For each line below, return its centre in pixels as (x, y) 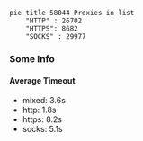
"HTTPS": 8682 (52, 29)
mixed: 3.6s (44, 101)
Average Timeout (42, 80)
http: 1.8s (39, 110)
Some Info (32, 58)
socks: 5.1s (42, 129)
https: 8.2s (42, 119)
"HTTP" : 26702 (54, 21)
